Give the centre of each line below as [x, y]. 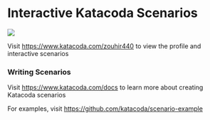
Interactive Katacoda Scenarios [103, 13]
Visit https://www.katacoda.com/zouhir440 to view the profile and [104, 46]
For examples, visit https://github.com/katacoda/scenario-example [105, 109]
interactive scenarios [38, 53]
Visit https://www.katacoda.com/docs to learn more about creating [105, 87]
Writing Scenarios [39, 72]
